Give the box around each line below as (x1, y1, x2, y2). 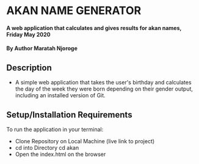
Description (6, 62, 52, 73)
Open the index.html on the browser (15, 151, 106, 158)
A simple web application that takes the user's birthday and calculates (15, 79, 192, 86)
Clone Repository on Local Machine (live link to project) (15, 138, 155, 144)
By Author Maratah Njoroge (6, 45, 78, 52)
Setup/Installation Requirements (6, 110, 132, 120)
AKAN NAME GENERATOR (6, 4, 142, 18)
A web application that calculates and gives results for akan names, (6, 24, 182, 31)
